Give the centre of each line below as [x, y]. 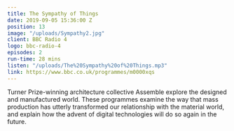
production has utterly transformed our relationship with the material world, [116, 107]
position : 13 [26, 26]
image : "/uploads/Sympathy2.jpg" [56, 33]
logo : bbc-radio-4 [34, 46]
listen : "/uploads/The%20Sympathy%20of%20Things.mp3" [88, 65]
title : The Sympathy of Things [53, 14]
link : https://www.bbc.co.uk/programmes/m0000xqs [81, 72]
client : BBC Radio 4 [37, 40]
